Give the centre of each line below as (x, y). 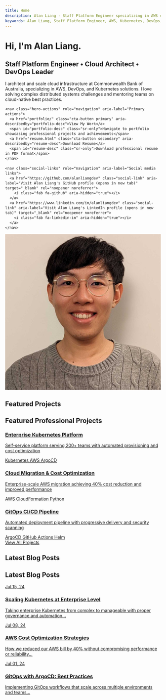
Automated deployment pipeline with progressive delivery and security (77, 523)
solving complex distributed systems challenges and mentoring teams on (80, 94)
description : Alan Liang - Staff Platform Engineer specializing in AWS (82, 16)
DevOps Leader (30, 72)
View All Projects (22, 543)
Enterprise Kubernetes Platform (44, 435)
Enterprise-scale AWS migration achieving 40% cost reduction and (73, 484)
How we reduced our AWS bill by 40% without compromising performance (81, 649)
